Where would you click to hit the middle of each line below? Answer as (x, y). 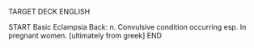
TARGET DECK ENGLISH (49, 12)
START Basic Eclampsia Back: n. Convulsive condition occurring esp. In (127, 27)
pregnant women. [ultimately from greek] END (85, 36)
